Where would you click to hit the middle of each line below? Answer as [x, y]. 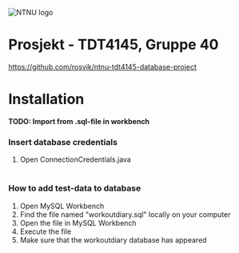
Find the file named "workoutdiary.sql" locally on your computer [125, 214]
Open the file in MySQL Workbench [78, 223]
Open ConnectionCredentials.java [76, 159]
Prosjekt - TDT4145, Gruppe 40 [114, 45]
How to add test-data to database [75, 188]
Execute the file [46, 231]
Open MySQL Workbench [62, 206]
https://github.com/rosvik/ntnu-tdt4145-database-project [103, 66]
